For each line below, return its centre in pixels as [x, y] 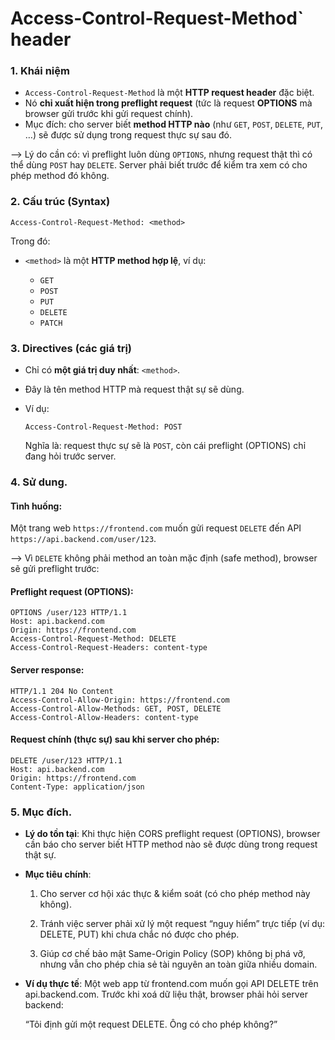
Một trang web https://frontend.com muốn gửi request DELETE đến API [156, 528]
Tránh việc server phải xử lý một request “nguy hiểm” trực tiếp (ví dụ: [182, 924]
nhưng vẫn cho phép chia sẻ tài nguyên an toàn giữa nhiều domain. [178, 964]
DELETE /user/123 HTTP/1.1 [66, 760]
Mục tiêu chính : [58, 874]
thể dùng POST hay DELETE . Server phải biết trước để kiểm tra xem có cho [159, 165]
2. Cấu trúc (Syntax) [60, 202]
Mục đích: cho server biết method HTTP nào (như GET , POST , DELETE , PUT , [174, 124]
